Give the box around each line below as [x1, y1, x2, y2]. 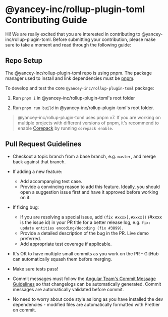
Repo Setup [5, 57, 43, 65]
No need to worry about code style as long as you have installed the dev [12, 296, 163, 302]
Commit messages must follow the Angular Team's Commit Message [12, 276, 156, 282]
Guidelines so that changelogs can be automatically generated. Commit [12, 281, 161, 287]
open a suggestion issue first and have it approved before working [20, 189, 158, 195]
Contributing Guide [5, 14, 87, 26]
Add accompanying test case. [20, 178, 82, 184]
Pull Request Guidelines [5, 140, 82, 149]
